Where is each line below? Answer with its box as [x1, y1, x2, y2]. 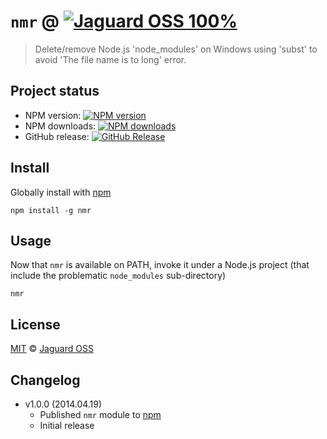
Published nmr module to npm [39, 409, 162, 420]
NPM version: [24, 109, 82, 121]
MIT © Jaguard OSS [10, 343, 94, 355]
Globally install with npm [10, 186, 112, 198]
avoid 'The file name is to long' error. [34, 53, 187, 65]
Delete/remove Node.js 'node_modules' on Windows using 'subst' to [34, 43, 318, 55]
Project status [10, 83, 100, 100]
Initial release [39, 420, 95, 431]
